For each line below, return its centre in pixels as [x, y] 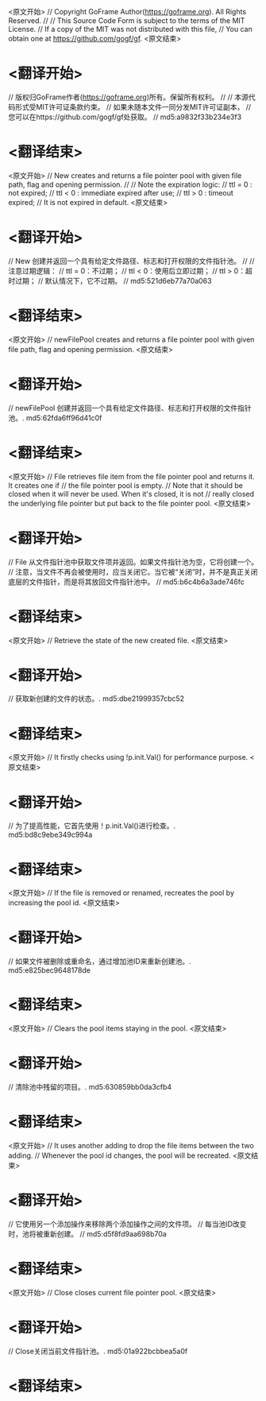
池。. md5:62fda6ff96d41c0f [55, 418]
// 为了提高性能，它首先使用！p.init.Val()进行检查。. [92, 826]
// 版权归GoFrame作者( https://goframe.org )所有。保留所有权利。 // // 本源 [128, 97]
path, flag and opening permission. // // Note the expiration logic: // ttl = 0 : [130, 184]
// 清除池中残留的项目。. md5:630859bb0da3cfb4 [90, 1087]
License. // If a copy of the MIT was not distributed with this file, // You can [130, 29]
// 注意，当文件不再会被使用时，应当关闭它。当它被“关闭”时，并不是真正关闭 [133, 571]
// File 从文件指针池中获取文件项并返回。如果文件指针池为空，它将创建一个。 [133, 562]
